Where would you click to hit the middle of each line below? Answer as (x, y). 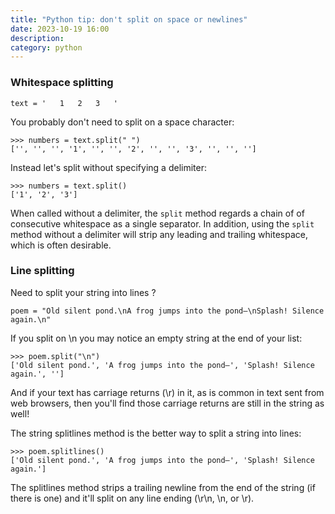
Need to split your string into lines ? (83, 292)
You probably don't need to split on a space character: (122, 122)
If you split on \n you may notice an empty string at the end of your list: (156, 338)
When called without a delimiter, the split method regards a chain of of (157, 213)
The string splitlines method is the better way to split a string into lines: (156, 433)
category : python (46, 47)
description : (37, 38)
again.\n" (31, 319)
